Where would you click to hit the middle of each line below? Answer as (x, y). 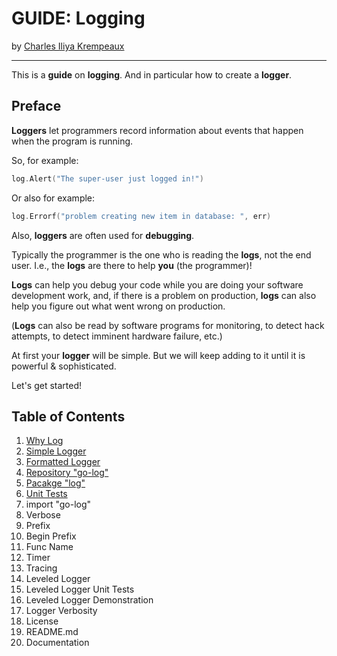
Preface (36, 106)
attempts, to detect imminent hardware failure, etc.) (117, 336)
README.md (52, 632)
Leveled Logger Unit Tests (80, 589)
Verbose (43, 515)
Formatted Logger (63, 462)
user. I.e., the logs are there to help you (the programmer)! (132, 265)
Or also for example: (53, 198)
